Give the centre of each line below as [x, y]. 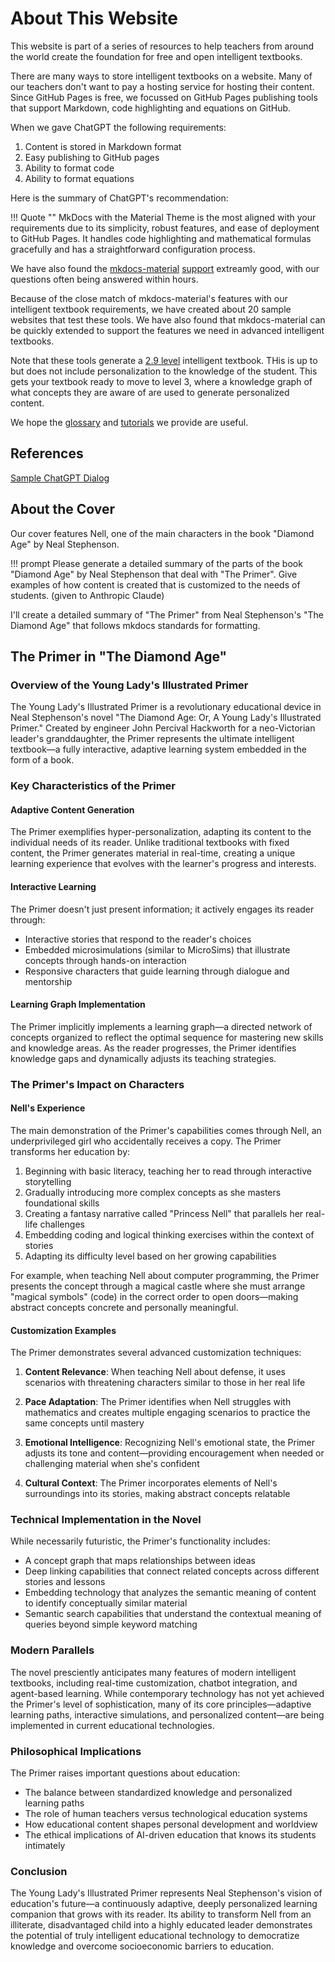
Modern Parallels [52, 1650]
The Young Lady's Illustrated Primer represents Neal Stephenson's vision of [166, 1893]
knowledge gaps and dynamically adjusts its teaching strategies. [143, 1058]
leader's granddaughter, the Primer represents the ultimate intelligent [152, 739]
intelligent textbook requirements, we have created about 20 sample [151, 309]
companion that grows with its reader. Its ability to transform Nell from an [161, 1914]
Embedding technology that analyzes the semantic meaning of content [170, 1593]
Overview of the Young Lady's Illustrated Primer [129, 685]
